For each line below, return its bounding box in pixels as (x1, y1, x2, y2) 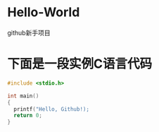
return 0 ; (13, 112, 42, 119)
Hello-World (7, 4, 80, 20)
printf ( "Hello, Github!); (13, 105, 90, 113)
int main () (7, 92, 39, 100)
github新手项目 (7, 28, 51, 37)
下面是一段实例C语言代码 (7, 56, 153, 72)
